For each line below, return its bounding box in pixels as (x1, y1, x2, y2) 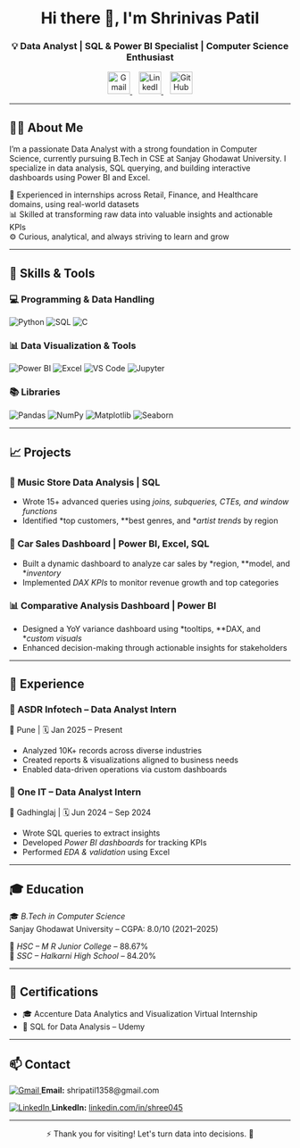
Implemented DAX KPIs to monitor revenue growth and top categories (21, 577, 279, 587)
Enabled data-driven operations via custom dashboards (21, 763, 228, 775)
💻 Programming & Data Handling (9, 293, 154, 305)
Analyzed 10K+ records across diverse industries (21, 745, 203, 755)
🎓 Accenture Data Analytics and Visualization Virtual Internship (21, 1009, 258, 1019)
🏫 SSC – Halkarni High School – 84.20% (9, 950, 156, 961)
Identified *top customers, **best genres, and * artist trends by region (21, 515, 279, 526)
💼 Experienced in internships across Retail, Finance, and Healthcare (9, 189, 259, 200)
